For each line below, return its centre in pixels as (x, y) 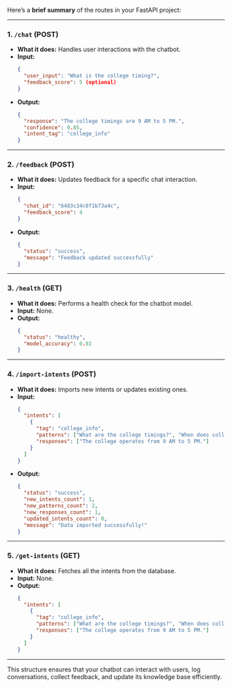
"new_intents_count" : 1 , (59, 500)
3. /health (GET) (35, 288)
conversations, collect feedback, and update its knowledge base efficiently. (115, 676)
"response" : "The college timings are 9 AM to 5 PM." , (104, 121)
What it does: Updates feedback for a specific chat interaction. (107, 180)
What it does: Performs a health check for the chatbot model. (105, 303)
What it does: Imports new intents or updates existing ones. (103, 389)
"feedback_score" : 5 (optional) (70, 82)
